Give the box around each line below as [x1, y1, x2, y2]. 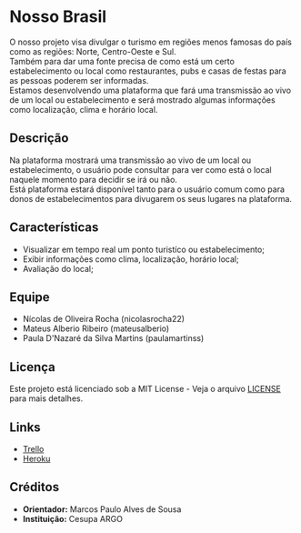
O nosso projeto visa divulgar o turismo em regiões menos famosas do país [9, 36, 293, 47]
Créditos [9, 479, 60, 495]
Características [9, 220, 99, 236]
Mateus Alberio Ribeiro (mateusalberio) [22, 323, 170, 334]
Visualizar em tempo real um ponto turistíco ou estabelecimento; [22, 244, 266, 255]
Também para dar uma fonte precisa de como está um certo [9, 55, 235, 66]
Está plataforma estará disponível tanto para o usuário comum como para [9, 184, 285, 195]
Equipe [9, 289, 50, 305]
